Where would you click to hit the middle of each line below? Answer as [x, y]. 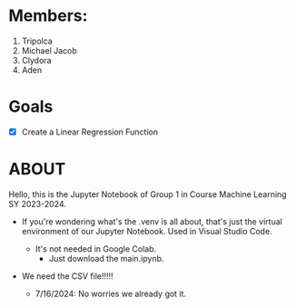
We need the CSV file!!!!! [68, 276]
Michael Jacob [49, 50]
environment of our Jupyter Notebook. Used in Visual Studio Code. [147, 231]
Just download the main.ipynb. [106, 258]
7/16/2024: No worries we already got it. [111, 293]
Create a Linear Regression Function [89, 132]
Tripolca [37, 41]
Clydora [36, 60]
